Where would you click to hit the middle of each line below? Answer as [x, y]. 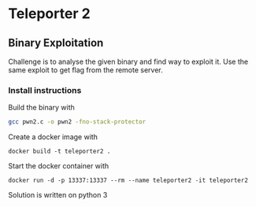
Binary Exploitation [56, 43]
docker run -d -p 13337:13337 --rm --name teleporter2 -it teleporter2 [128, 181]
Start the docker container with [59, 166]
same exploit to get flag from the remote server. [85, 70]
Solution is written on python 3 [58, 195]
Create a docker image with [53, 137]
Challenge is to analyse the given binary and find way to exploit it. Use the [128, 61]
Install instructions [45, 90]
